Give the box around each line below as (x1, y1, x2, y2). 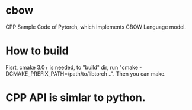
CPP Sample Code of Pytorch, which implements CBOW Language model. (5, 23, 186, 30)
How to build (5, 44, 69, 58)
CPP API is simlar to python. (5, 91, 146, 105)
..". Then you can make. (108, 70, 167, 77)
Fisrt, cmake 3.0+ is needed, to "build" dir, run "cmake (5, 64, 139, 71)
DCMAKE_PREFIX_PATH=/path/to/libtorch (5, 70, 108, 77)
